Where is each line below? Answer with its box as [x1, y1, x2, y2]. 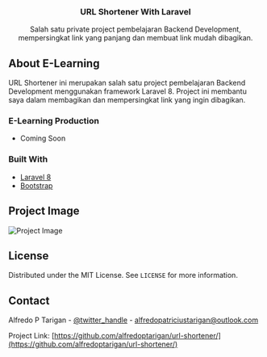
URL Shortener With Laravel [80, 6, 191, 17]
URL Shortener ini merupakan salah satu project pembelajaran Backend [8, 78, 246, 88]
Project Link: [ [8, 331, 55, 341]
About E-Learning [8, 57, 100, 70]
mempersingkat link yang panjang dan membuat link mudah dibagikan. [18, 33, 253, 43]
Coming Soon [19, 133, 66, 143]
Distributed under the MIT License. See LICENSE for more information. [8, 271, 238, 280]
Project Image [8, 204, 80, 218]
